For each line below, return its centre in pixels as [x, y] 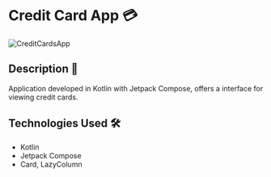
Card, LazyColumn [51, 164]
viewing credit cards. [43, 97]
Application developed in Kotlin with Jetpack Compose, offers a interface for [136, 88]
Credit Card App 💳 [73, 16]
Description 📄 [43, 69]
